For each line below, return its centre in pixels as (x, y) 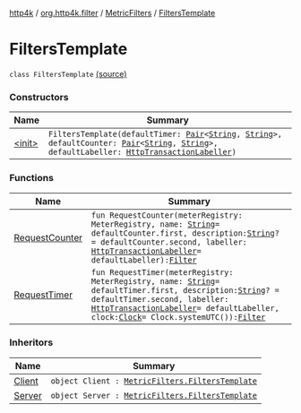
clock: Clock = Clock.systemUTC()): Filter (178, 317)
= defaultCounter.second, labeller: (169, 242)
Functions (31, 178)
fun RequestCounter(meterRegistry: (167, 215)
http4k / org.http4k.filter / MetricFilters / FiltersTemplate (112, 13)
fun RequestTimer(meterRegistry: (162, 272)
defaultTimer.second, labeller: (160, 299)
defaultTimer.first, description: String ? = (185, 290)
